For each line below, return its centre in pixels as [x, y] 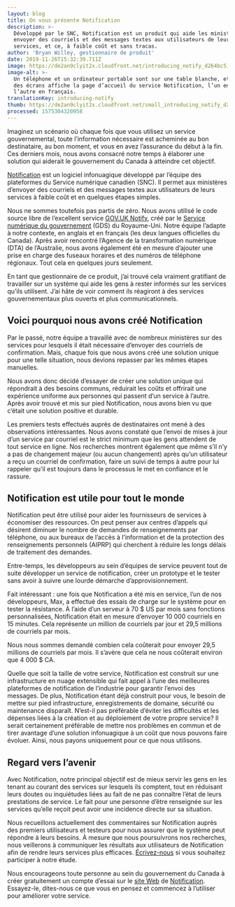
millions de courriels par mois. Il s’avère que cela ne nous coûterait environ [115, 653]
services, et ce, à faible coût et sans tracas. [86, 46]
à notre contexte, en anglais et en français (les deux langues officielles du [114, 233]
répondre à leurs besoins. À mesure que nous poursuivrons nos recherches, [117, 838]
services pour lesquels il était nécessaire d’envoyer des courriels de [105, 345]
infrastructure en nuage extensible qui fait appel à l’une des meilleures [108, 681]
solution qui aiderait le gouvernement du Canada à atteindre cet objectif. [112, 161]
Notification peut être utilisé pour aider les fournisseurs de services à [107, 515]
